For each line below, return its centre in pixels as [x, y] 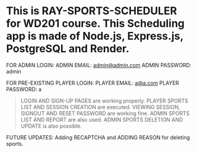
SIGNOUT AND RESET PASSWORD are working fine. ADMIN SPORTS [105, 113]
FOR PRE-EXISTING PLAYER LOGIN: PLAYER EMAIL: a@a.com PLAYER [93, 83]
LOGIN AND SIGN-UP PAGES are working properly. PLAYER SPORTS [104, 101]
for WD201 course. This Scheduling [96, 23]
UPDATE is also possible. [51, 126]
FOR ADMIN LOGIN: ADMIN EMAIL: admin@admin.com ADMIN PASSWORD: [99, 65]
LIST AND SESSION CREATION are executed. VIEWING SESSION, [100, 107]
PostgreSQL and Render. [68, 49]
